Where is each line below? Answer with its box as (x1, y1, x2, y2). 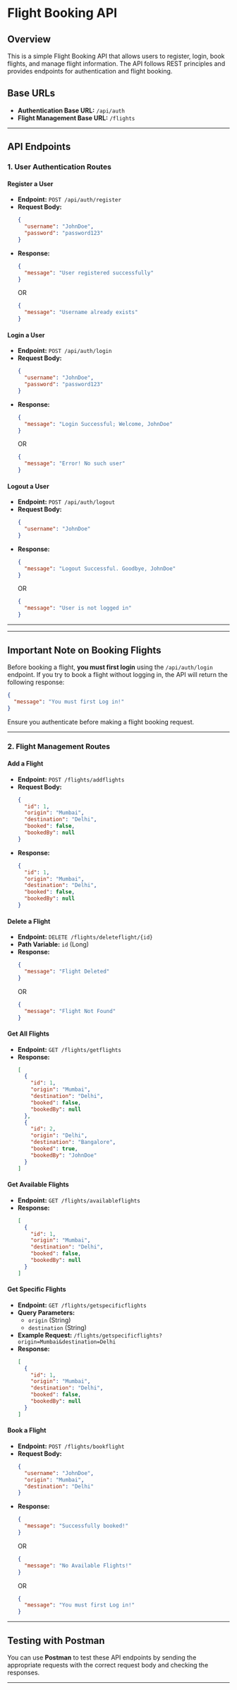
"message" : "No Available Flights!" (24, 1562, 132, 1569)
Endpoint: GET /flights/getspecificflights (17, 1300, 147, 1309)
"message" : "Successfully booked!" (24, 1522, 129, 1529)
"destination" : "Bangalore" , (30, 1139, 116, 1146)
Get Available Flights (7, 1180, 69, 1189)
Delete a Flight (7, 917, 51, 925)
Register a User (7, 179, 54, 188)
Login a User (7, 330, 45, 339)
